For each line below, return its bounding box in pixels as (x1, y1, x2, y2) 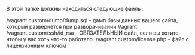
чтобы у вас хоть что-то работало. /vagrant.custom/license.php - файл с (6, 36, 190, 42)
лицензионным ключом (6, 42, 67, 49)
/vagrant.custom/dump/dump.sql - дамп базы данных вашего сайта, (6, 17, 178, 23)
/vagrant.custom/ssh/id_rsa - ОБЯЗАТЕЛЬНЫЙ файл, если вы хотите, (6, 29, 181, 36)
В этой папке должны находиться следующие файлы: (6, 5, 144, 12)
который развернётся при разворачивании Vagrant (6, 23, 138, 30)
